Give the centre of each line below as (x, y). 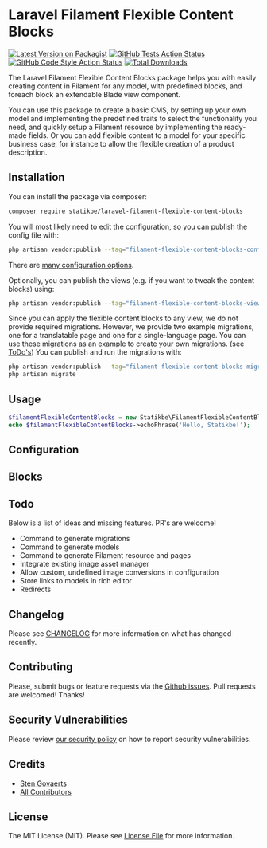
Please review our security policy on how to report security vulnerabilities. (130, 739)
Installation (37, 177)
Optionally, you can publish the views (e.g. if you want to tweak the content (132, 280)
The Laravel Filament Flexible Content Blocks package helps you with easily (132, 77)
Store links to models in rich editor (76, 581)
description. (28, 152)
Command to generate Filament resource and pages (105, 556)
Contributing (41, 667)
